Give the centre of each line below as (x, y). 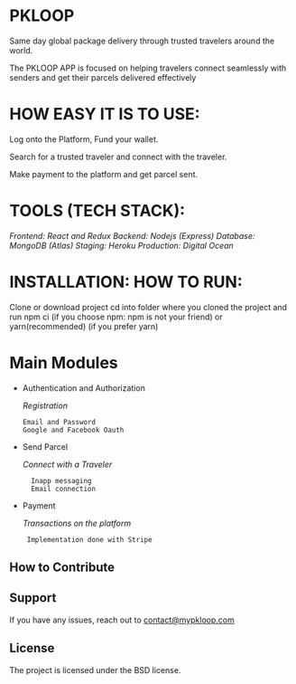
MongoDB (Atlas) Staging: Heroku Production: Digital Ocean (122, 245)
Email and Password (59, 422)
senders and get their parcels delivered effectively (103, 77)
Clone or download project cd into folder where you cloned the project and (148, 307)
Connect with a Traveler (67, 464)
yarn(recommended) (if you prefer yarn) (84, 326)
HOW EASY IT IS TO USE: (105, 114)
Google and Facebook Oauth (73, 430)
